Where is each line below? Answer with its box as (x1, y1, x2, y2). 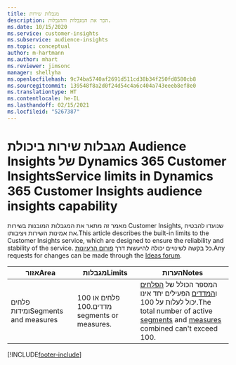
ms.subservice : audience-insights (7, 36, 109, 44)
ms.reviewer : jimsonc (7, 62, 71, 69)
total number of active (140, 306, 213, 316)
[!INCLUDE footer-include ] (7, 350, 82, 359)
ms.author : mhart (7, 56, 58, 63)
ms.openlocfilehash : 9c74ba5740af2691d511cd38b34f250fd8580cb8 (7, 75, 197, 83)
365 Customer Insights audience (7, 183, 202, 199)
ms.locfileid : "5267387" (7, 108, 80, 115)
